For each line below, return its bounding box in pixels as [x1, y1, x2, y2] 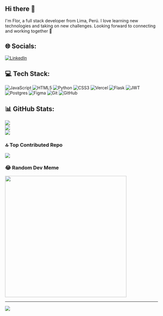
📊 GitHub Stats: [5, 105, 55, 113]
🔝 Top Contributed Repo [5, 142, 63, 149]
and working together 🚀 [5, 28, 52, 34]
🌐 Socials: [5, 42, 37, 50]
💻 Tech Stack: [5, 70, 50, 78]
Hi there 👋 [5, 5, 35, 13]
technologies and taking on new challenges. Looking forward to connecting [5, 23, 156, 29]
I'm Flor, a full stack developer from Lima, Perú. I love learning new [5, 17, 138, 23]
